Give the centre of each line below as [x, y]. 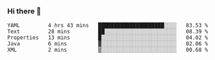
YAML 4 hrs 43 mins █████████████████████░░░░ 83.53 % [108, 26]
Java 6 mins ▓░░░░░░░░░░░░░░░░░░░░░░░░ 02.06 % [108, 44]
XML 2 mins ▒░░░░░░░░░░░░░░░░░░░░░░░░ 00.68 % [108, 50]
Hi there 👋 [25, 11]
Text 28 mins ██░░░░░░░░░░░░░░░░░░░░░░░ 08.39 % [108, 32]
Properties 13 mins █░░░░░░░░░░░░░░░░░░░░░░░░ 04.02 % [108, 38]
